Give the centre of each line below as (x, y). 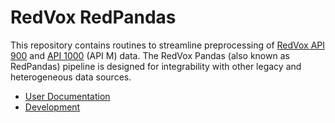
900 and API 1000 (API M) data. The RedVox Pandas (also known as (150, 55)
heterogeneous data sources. (71, 77)
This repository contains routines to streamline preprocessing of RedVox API (168, 45)
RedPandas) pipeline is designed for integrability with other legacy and (156, 66)
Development (52, 107)
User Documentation (67, 96)
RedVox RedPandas (93, 17)
